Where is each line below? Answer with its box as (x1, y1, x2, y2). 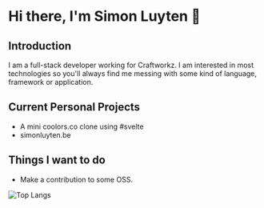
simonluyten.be (19, 130, 71, 139)
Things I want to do (8, 154, 106, 167)
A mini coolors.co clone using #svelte (19, 122, 144, 131)
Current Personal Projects (8, 100, 141, 114)
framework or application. (8, 78, 94, 86)
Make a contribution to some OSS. (19, 174, 134, 184)
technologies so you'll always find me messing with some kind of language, (8, 69, 258, 78)
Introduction (8, 39, 72, 53)
